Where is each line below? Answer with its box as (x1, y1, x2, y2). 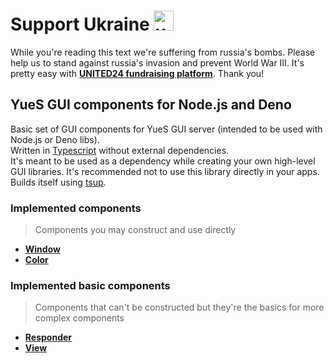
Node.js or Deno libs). (10, 133, 100, 145)
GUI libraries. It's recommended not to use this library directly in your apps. (10, 165, 320, 177)
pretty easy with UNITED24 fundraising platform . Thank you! (10, 67, 265, 79)
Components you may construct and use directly (34, 224, 237, 236)
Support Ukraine (10, 13, 150, 36)
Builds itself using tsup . (10, 176, 107, 188)
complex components (34, 312, 125, 324)
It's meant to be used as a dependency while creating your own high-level (10, 155, 316, 167)
